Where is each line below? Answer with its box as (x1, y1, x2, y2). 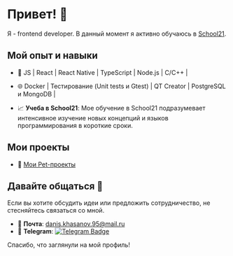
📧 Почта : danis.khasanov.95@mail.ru (17, 220, 125, 228)
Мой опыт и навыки (7, 50, 98, 62)
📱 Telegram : (17, 227, 54, 236)
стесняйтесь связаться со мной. (7, 206, 105, 215)
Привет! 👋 (7, 6, 68, 22)
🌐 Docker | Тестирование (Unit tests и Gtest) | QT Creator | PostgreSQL (17, 82, 226, 90)
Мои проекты (7, 141, 70, 153)
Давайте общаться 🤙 (7, 180, 104, 192)
